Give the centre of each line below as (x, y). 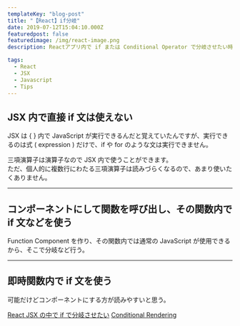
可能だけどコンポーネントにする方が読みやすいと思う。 (89, 300)
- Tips (24, 86)
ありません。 (32, 178)
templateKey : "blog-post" (46, 14)
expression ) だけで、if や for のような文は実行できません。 (125, 145)
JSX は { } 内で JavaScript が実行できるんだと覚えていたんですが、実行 (112, 136)
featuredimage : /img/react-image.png (64, 41)
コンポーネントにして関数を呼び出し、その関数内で (120, 209)
